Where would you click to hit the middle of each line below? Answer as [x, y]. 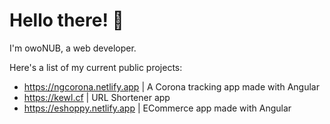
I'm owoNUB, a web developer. [73, 48]
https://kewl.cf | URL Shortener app [97, 97]
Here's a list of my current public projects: [96, 67]
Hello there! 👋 [66, 20]
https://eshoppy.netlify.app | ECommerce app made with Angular [157, 108]
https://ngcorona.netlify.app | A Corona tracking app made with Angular [171, 86]
